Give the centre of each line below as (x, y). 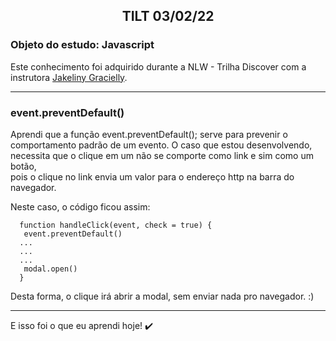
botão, (23, 166)
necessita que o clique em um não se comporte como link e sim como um (162, 155)
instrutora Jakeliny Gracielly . (69, 77)
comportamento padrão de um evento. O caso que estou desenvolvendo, (161, 145)
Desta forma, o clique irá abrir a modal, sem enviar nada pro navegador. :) (162, 296)
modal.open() (50, 269)
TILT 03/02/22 (168, 16)
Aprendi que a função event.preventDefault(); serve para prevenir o (149, 134)
